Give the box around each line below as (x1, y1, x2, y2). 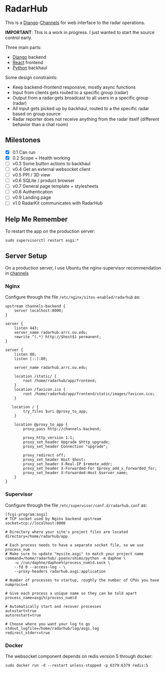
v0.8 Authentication (12, 189, 53, 195)
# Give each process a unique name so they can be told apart (5, 591, 137, 596)
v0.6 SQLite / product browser (12, 177, 75, 183)
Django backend (12, 54, 46, 60)
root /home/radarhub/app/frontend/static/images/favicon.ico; (23, 391, 155, 396)
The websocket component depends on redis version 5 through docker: (5, 653, 153, 659)
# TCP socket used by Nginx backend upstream (5, 516, 101, 521)
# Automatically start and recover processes (5, 604, 101, 609)
